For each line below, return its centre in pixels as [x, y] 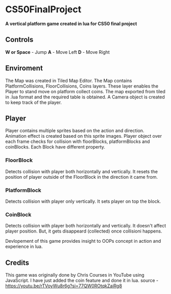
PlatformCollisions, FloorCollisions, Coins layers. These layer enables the [82, 86]
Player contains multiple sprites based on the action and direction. [75, 131]
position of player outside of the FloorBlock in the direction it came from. [82, 177]
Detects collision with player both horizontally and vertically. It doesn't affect [86, 226]
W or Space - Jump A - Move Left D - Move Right [57, 52]
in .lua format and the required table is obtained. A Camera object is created [85, 97]
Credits [17, 262]
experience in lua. [24, 246]
